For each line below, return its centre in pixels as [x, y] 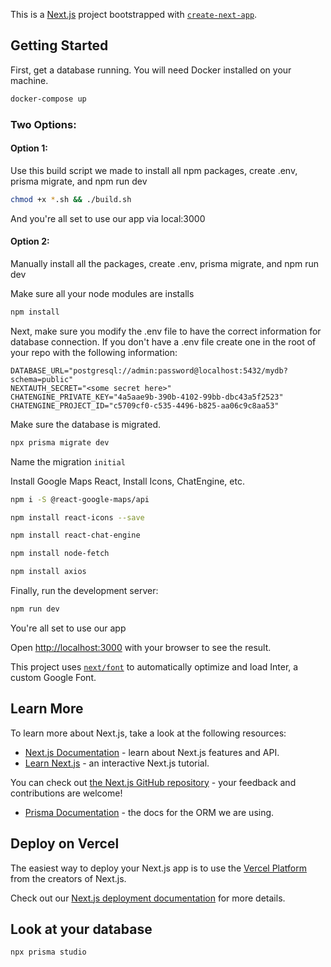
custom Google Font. [53, 677]
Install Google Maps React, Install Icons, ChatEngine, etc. [127, 481]
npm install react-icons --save [77, 517]
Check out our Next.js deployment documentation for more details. [148, 898]
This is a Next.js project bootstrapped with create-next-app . [134, 14]
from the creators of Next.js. [68, 878]
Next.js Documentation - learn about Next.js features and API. [152, 752]
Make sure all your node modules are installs [102, 293]
